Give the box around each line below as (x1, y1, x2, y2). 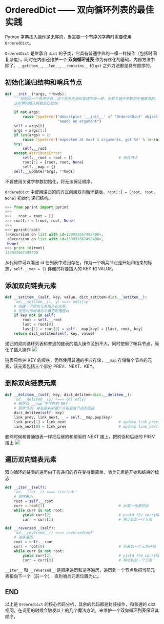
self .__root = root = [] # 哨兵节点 (22, 155, 138, 160)
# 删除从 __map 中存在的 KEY (14, 401, 68, 406)
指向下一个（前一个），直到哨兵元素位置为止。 (9, 573, 102, 579)
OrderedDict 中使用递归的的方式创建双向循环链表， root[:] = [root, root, (5, 189, 156, 195)
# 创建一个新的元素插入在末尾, (14, 304, 68, 309)
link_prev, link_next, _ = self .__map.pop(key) (14, 415, 112, 420)
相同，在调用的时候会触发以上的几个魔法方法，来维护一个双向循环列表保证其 (5, 607, 159, 613)
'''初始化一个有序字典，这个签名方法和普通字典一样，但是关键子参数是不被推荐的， (14, 96, 159, 101)
